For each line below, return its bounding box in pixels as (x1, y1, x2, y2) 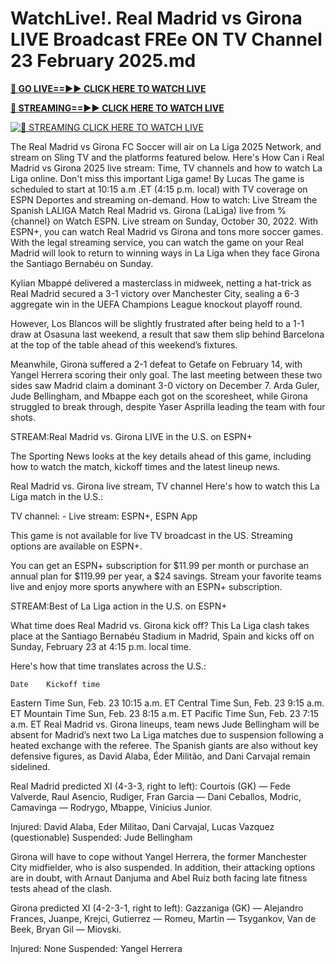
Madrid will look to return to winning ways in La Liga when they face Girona (10, 247, 320, 259)
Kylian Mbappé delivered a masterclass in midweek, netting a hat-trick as (10, 277, 312, 289)
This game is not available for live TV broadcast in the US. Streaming (10, 529, 293, 541)
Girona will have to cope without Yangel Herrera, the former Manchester (10, 850, 308, 862)
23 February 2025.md (10, 50, 197, 72)
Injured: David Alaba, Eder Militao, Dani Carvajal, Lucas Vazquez (10, 820, 275, 832)
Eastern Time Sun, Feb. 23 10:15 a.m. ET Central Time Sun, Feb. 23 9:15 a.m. (10, 697, 325, 709)
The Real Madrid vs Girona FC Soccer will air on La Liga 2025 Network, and (10, 140, 322, 152)
